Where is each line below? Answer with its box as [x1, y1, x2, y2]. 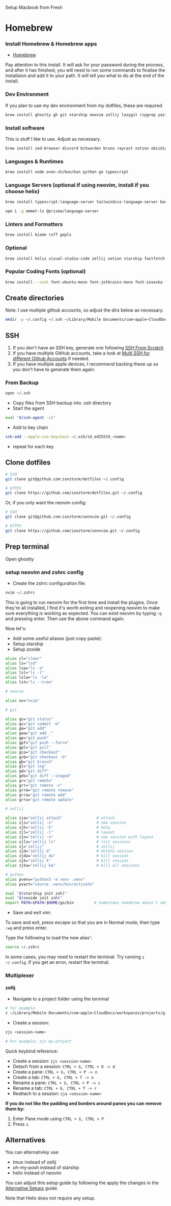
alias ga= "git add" [5, 726, 47, 731]
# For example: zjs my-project [5, 1039, 72, 1044]
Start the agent [12, 405, 44, 412]
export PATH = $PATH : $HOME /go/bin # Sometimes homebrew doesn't [5, 900, 158, 906]
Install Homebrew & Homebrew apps [5, 40, 98, 47]
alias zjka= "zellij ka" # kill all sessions [5, 863, 140, 868]
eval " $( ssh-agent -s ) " [5, 415, 56, 420]
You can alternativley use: [5, 1149, 60, 1156]
